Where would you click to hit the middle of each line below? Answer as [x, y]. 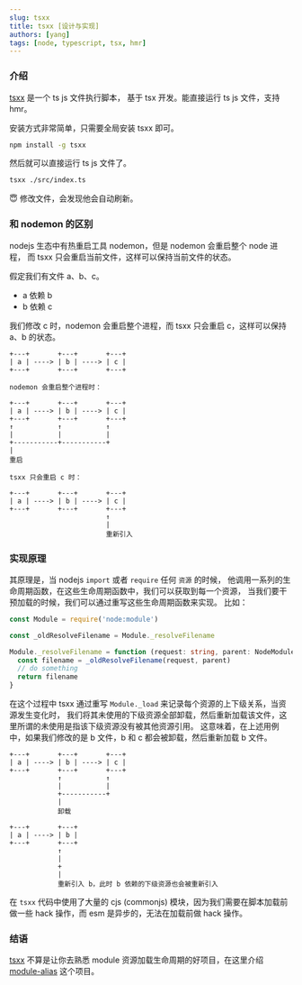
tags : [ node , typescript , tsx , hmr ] [78, 43]
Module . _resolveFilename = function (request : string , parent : [130, 652]
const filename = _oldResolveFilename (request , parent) [124, 660]
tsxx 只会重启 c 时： [46, 477]
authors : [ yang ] [40, 34]
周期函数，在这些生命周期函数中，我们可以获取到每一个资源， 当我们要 [148, 590]
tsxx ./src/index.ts [48, 180]
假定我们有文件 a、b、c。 [57, 276]
